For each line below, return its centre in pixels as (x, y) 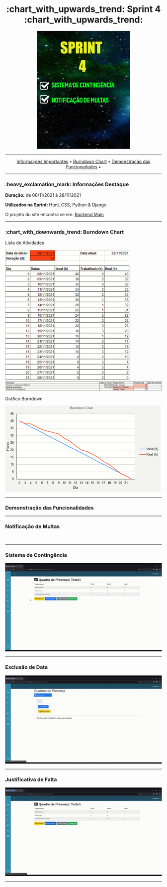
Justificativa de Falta (31, 779)
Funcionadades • (83, 167)
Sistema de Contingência (36, 555)
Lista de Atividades (25, 243)
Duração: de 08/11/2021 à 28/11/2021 (43, 195)
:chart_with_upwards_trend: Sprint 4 (83, 9)
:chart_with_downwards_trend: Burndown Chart (65, 232)
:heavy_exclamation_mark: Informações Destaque (67, 184)
